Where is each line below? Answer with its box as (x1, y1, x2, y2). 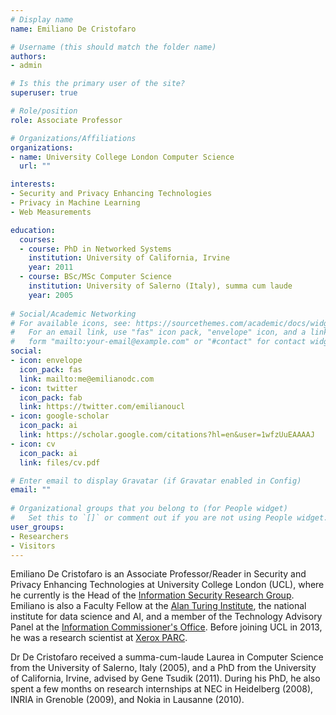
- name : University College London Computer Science (10, 152, 235, 162)
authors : (10, 51, 47, 61)
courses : (19, 234, 56, 245)
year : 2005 (28, 290, 74, 300)
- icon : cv (10, 439, 56, 449)
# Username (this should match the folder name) (10, 42, 217, 52)
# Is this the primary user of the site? (10, 79, 186, 89)
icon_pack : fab (19, 392, 83, 403)
